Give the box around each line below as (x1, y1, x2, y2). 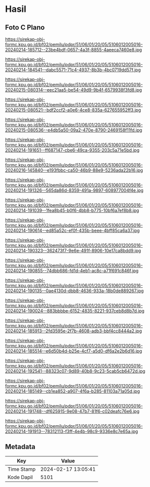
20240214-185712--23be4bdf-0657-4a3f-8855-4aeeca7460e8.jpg (5, 47, 142, 52)
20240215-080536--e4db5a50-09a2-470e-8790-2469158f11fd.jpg (5, 127, 142, 133)
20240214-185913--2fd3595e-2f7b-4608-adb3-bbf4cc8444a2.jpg (5, 328, 142, 334)
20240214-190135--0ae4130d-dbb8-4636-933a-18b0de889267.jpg (5, 288, 144, 294)
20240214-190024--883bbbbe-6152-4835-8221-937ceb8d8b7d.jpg (5, 308, 145, 313)
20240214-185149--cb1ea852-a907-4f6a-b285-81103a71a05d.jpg (5, 388, 140, 394)
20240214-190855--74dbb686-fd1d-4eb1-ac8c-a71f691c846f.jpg (5, 268, 139, 273)
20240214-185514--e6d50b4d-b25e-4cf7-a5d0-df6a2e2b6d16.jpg (5, 348, 142, 354)
